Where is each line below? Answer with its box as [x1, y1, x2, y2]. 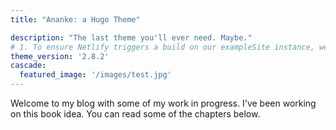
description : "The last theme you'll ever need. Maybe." [10, 32, 253, 43]
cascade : [10, 61, 47, 71]
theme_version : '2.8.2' [10, 51, 110, 61]
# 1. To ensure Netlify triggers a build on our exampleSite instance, [10, 42, 315, 52]
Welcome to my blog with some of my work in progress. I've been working [10, 97, 317, 109]
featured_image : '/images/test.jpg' [19, 70, 172, 80]
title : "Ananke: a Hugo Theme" [10, 14, 141, 25]
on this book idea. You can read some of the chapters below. [10, 108, 261, 120]
